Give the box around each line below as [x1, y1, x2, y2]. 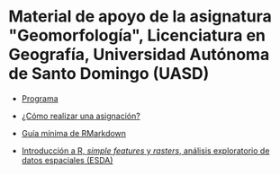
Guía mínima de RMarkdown [21, 127, 127, 138]
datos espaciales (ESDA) [21, 154, 113, 165]
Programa [21, 92, 59, 104]
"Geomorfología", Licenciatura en [8, 25, 266, 46]
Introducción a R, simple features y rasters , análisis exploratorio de [21, 145, 270, 156]
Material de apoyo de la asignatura [8, 6, 272, 27]
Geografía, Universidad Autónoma [8, 45, 270, 65]
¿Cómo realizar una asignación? [21, 110, 140, 121]
